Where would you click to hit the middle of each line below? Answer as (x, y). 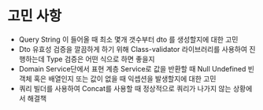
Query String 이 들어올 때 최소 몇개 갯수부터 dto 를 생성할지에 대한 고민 (128, 39)
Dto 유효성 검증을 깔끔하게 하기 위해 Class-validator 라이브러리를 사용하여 (133, 49)
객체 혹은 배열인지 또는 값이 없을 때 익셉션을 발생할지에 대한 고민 (117, 79)
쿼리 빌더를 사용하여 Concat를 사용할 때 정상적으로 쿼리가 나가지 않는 (125, 88)
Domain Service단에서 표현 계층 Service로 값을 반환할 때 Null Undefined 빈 (137, 68)
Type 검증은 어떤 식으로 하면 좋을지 (100, 59)
